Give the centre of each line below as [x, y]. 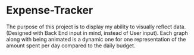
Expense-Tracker [50, 10]
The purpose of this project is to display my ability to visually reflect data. [96, 27]
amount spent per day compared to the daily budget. [71, 46]
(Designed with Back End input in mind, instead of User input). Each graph [97, 33]
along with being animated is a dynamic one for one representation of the [96, 39]
